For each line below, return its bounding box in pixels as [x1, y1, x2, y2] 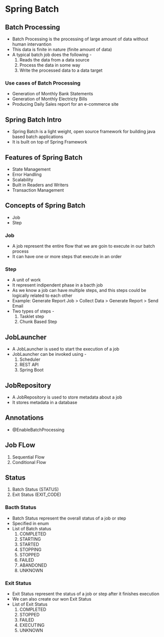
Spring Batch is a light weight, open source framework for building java [12, 129, 156, 135]
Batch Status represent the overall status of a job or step [12, 515, 126, 521]
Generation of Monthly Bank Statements [12, 91, 94, 97]
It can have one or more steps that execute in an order [12, 254, 122, 260]
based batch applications [12, 134, 64, 140]
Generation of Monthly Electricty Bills [12, 96, 88, 102]
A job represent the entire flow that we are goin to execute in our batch [12, 243, 155, 249]
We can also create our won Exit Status [12, 596, 92, 602]
